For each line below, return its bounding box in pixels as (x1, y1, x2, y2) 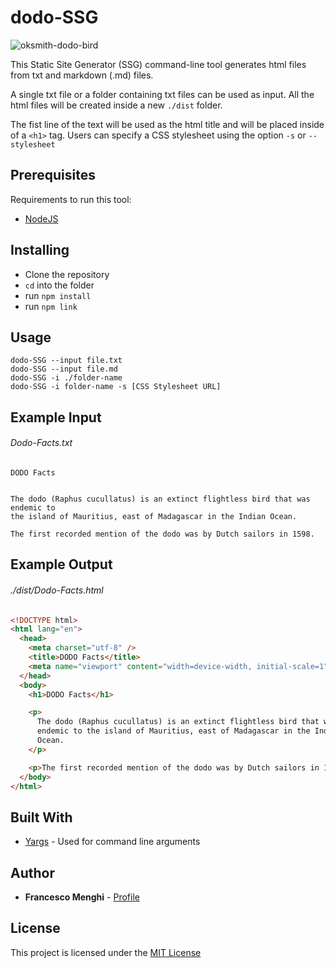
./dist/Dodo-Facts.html (10, 584, 104, 596)
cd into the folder (24, 279, 95, 291)
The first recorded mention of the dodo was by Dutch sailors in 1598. (10, 529, 315, 539)
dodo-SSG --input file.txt (10, 356, 123, 366)
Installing (10, 242, 70, 259)
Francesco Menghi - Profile (24, 891, 140, 903)
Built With (10, 809, 73, 826)
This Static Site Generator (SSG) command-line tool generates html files (10, 58, 307, 70)
